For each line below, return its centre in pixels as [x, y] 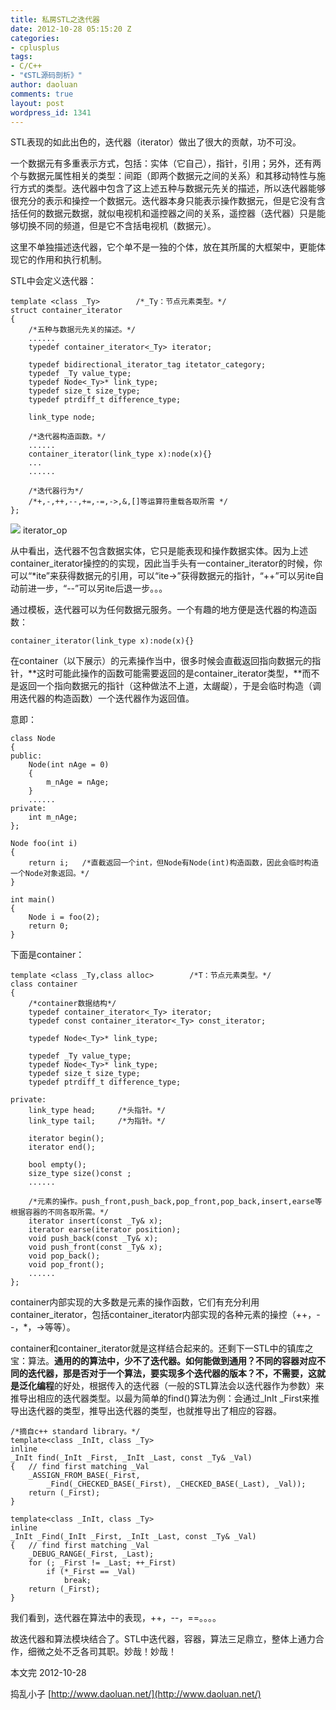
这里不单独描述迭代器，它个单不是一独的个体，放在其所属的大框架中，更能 [163, 247]
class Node [33, 739]
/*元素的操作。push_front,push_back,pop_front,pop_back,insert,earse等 [175, 1202]
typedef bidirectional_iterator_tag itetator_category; [147, 365]
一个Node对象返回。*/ [50, 874]
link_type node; [62, 417]
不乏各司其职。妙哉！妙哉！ [119, 1652]
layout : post [37, 103]
